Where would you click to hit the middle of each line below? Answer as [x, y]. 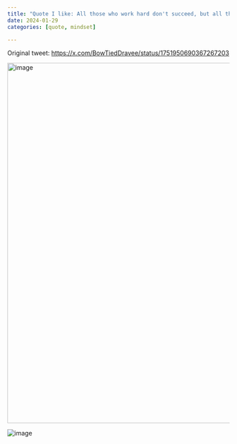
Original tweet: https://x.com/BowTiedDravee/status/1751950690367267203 [119, 53]
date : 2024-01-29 [33, 20]
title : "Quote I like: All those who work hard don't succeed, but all [115, 14]
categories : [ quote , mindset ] [52, 27]
